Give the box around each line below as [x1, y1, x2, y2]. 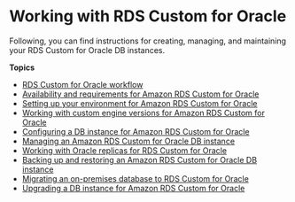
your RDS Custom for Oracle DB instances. [9, 44, 166, 55]
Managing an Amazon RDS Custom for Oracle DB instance [21, 136, 236, 146]
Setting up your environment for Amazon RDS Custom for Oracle [21, 97, 258, 108]
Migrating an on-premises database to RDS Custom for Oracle [21, 173, 250, 183]
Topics [9, 62, 35, 73]
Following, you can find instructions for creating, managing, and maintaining [9, 35, 286, 46]
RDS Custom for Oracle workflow [21, 79, 144, 89]
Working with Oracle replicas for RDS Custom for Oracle [21, 144, 228, 156]
